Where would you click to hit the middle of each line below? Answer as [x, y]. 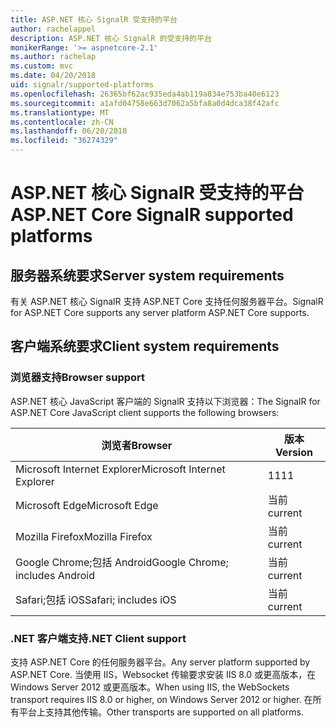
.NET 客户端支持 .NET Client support [98, 638]
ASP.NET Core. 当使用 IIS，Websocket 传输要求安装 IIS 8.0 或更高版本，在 [163, 674]
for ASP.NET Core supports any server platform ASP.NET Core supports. [160, 312]
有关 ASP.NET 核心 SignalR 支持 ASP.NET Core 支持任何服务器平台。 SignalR [167, 301]
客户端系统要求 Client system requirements [145, 346]
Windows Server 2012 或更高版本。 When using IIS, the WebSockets [150, 687]
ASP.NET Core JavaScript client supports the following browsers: [145, 412]
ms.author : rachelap [53, 57]
